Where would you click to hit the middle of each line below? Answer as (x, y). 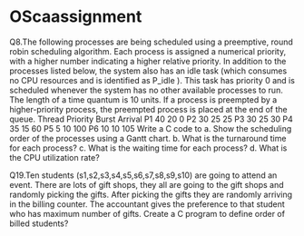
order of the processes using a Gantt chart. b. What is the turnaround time (148, 138)
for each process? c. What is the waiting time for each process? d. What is (148, 148)
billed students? (39, 223)
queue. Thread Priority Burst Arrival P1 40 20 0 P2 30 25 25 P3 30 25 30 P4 (151, 119)
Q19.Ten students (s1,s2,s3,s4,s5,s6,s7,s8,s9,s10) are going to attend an (143, 175)
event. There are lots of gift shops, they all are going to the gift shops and (147, 184)
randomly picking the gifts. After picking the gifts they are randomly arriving (151, 194)
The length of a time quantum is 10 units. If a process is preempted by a (143, 99)
